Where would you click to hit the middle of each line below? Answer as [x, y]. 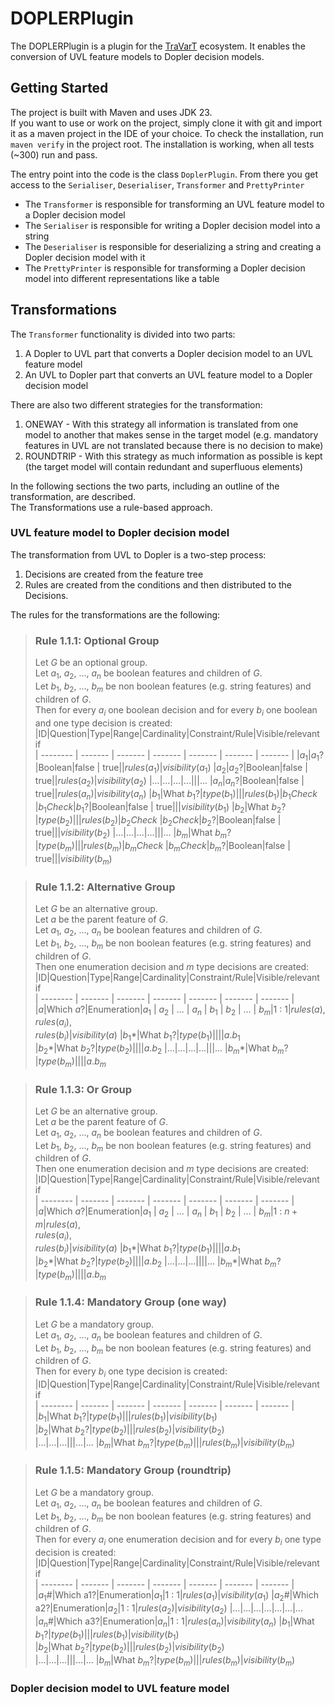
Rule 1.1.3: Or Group [83, 1089]
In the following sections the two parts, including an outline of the [145, 486]
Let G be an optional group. [91, 663]
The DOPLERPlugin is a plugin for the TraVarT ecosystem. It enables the [158, 46]
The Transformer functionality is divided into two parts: [123, 334]
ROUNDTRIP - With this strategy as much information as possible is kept [173, 456]
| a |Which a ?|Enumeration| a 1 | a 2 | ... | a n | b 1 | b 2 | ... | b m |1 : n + [166, 1212]
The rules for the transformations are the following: [115, 614]
